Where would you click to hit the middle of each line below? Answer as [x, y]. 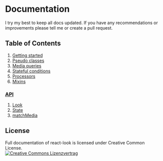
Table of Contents [33, 44]
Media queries [27, 65]
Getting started [27, 55]
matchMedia [25, 115]
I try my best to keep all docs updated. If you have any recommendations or [81, 23]
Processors [24, 76]
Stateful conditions [31, 71]
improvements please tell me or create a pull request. [59, 28]
